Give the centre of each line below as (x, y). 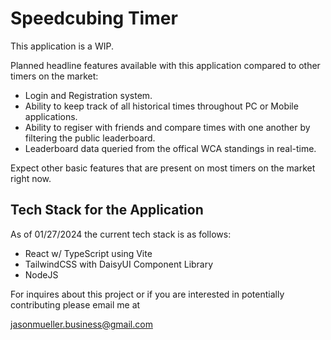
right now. (31, 178)
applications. (51, 116)
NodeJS (41, 274)
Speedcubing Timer (94, 18)
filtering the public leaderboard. (90, 138)
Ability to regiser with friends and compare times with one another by (167, 127)
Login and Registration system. (88, 95)
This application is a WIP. (62, 46)
